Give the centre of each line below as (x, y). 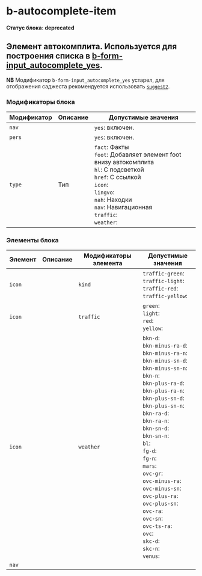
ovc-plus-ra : (161, 496)
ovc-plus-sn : (161, 503)
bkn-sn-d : (156, 428)
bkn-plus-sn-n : (164, 406)
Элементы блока (32, 240)
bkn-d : (151, 338)
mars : (150, 466)
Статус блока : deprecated (40, 28)
